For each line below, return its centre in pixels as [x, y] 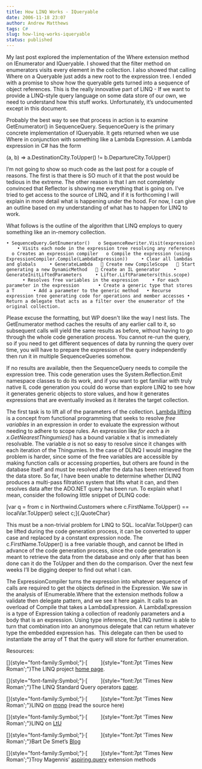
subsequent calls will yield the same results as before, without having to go [99, 330]
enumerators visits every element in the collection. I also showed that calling [101, 70]
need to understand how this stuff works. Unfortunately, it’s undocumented [99, 102]
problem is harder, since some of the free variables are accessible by [92, 457]
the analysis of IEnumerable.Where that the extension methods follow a [95, 594]
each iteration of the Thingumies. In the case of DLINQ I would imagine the [99, 450]
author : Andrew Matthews [37, 23]
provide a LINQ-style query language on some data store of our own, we [96, 95]
